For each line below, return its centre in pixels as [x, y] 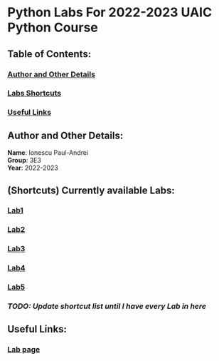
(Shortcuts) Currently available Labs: [91, 190]
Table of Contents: [49, 54]
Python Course [53, 27]
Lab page [24, 350]
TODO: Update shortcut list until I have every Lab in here [107, 306]
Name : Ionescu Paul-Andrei [48, 153]
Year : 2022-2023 [33, 168]
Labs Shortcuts [34, 93]
